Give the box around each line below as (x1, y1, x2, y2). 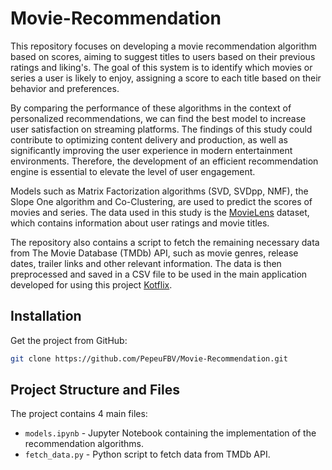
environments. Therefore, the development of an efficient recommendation (10, 155, 319, 167)
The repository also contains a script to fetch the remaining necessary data (10, 236, 320, 248)
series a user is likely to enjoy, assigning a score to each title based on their (10, 72, 322, 84)
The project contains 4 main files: (10, 408, 148, 420)
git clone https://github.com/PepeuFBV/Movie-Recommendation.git (10, 353, 288, 364)
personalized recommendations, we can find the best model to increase (10, 112, 307, 124)
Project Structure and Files (10, 382, 180, 399)
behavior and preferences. (10, 82, 120, 94)
